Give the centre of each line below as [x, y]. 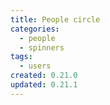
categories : [35, 29]
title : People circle [55, 19]
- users [35, 66]
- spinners [42, 47]
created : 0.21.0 [44, 76]
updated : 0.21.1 [44, 85]
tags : [21, 57]
